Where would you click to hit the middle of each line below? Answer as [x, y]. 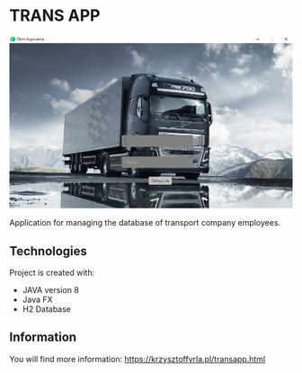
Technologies [49, 251]
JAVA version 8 [50, 290]
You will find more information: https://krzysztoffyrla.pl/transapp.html [138, 359]
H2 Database [47, 309]
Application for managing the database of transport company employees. [145, 223]
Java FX [37, 300]
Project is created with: [52, 273]
